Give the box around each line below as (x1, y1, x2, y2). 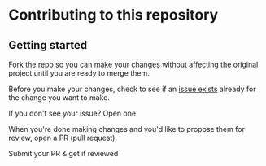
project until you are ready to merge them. (8, 68, 150, 78)
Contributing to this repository (8, 6, 219, 24)
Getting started (8, 38, 88, 52)
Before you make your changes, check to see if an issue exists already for (8, 84, 256, 94)
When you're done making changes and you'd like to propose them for (8, 124, 246, 133)
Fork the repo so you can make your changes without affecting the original (8, 59, 259, 69)
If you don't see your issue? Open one (8, 108, 137, 118)
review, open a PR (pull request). (8, 133, 118, 142)
